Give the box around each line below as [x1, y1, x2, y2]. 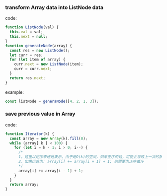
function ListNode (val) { [5, 25, 59, 30]
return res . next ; [9, 75, 46, 80]
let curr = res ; [9, 53, 43, 58]
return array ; [9, 182, 39, 187]
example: [5, 89, 24, 95]
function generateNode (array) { [5, 43, 72, 48]
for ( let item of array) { [9, 57, 66, 62]
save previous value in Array [5, 111, 76, 118]
